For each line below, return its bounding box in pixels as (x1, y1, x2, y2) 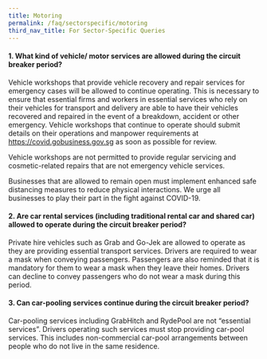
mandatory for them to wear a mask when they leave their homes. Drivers (8, 262, 249, 272)
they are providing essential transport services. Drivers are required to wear (8, 246, 257, 255)
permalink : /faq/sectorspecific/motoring (8, 19, 148, 27)
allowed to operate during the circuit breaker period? (8, 220, 187, 230)
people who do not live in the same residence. (8, 341, 160, 351)
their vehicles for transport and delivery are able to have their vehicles (8, 103, 239, 112)
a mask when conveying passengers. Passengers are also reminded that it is (8, 254, 260, 264)
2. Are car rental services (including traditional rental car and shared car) (8, 211, 255, 221)
